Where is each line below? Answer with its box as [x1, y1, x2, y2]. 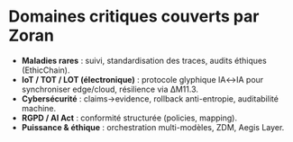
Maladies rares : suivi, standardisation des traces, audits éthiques [21, 55, 267, 66]
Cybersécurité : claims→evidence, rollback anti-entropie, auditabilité [21, 93, 279, 104]
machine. [21, 102, 57, 113]
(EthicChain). [21, 65, 70, 75]
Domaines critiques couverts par [8, 6, 260, 27]
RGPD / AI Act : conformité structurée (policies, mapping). [21, 112, 238, 123]
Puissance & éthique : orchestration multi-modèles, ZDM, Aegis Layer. [21, 121, 285, 132]
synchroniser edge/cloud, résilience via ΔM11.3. [21, 84, 199, 94]
